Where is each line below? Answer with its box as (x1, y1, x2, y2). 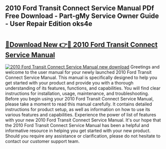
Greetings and (130, 64, 160, 69)
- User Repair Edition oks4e (5, 19, 92, 28)
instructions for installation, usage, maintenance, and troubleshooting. (5, 90, 149, 96)
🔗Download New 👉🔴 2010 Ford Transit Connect (5, 40, 158, 49)
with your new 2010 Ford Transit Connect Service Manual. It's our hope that (5, 117, 161, 123)
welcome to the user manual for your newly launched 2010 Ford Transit (5, 69, 152, 75)
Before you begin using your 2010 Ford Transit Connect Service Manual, (5, 96, 154, 101)
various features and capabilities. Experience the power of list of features (5, 112, 156, 117)
